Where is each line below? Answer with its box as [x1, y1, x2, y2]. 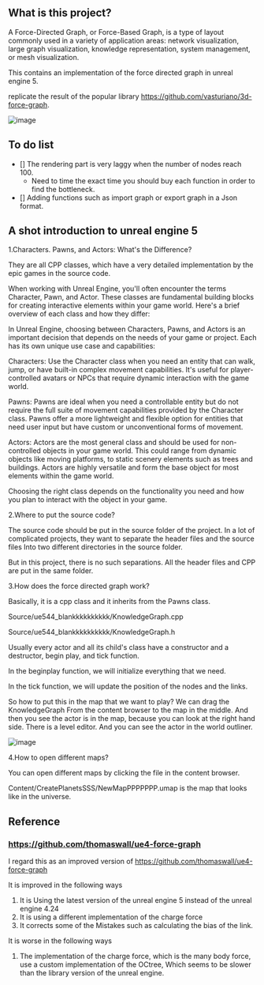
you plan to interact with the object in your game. [8, 495, 168, 504]
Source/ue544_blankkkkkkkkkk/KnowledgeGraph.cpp [8, 612, 184, 621]
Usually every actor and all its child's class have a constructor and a [8, 643, 229, 652]
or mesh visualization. [8, 52, 80, 62]
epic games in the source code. [8, 269, 111, 278]
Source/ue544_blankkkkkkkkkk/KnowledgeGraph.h [8, 628, 176, 637]
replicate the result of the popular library [8, 91, 139, 101]
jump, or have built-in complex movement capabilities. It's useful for [8, 365, 229, 375]
